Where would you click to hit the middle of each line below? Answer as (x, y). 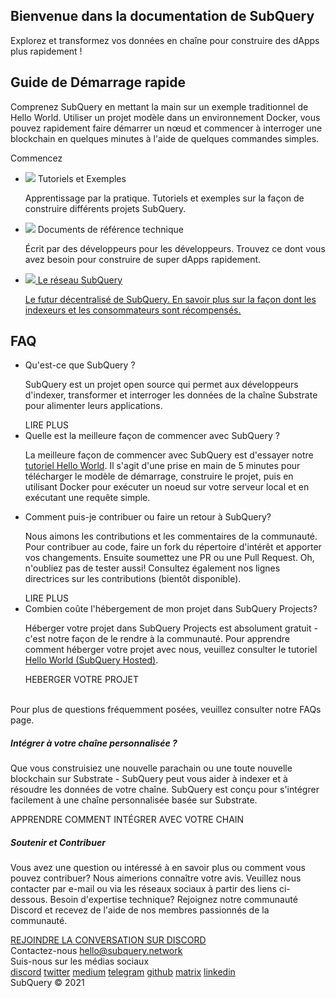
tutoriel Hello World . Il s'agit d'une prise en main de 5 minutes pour (162, 466)
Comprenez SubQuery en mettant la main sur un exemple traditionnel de (159, 106)
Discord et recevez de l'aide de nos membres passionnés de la (140, 910)
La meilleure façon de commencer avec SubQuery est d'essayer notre (169, 455)
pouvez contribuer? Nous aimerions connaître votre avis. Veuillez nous (156, 878)
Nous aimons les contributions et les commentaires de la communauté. (171, 536)
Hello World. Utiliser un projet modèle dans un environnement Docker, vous (165, 117)
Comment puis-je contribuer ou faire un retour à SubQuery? (148, 517)
